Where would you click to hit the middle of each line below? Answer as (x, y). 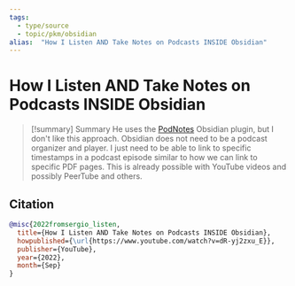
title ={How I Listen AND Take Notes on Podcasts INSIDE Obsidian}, (144, 232)
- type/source (43, 26)
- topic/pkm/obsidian (57, 34)
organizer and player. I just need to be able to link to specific (141, 148)
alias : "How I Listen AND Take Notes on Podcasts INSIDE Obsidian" (138, 42)
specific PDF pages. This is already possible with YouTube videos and (158, 167)
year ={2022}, (41, 258)
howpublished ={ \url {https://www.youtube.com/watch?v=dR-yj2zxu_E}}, (146, 241)
